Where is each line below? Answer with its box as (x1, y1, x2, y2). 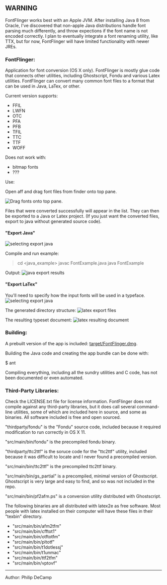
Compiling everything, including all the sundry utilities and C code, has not (5, 369, 158, 375)
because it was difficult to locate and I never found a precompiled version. (5, 454, 158, 460)
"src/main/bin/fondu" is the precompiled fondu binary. (5, 439, 116, 445)
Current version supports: (5, 93, 58, 99)
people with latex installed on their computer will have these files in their (5, 508, 153, 514)
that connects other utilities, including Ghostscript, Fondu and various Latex (5, 73, 160, 79)
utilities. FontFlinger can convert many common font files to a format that (5, 78, 155, 84)
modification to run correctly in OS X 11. (5, 429, 86, 435)
